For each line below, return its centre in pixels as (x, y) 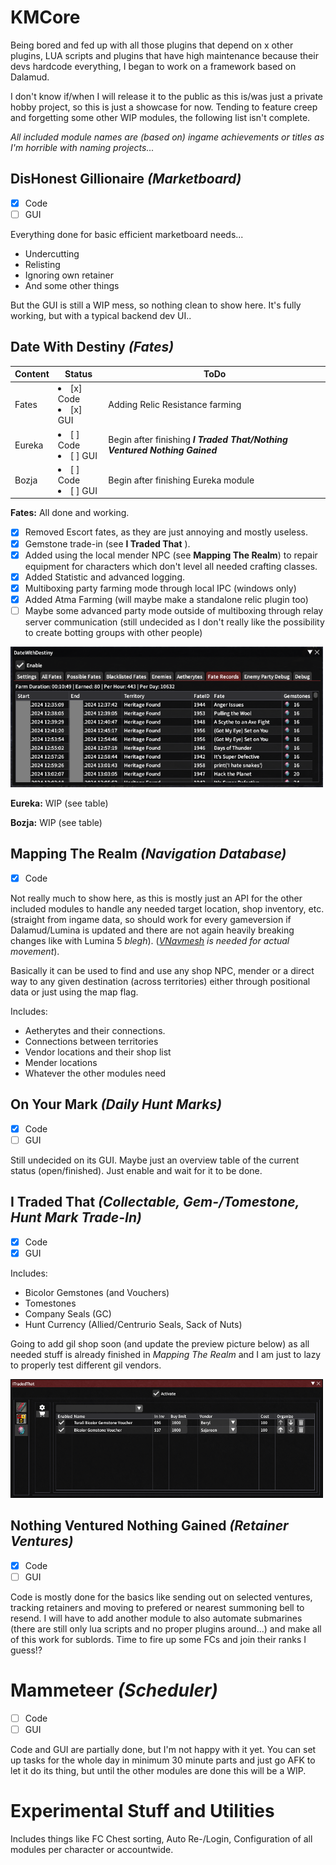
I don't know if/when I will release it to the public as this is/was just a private (167, 96)
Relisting (42, 264)
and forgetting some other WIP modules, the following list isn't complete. (160, 117)
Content (32, 374)
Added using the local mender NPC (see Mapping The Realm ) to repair (171, 555)
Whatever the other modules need (95, 1073)
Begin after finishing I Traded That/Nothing (198, 440)
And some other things (72, 285)
